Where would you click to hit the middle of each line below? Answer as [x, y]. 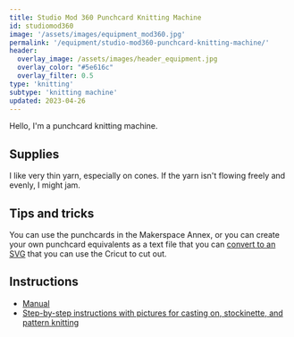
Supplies [34, 154]
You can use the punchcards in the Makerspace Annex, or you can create [144, 235]
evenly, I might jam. [45, 185]
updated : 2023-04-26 [48, 101]
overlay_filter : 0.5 [55, 76]
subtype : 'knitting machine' [63, 92]
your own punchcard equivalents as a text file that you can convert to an [143, 244]
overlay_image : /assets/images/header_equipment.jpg [118, 59]
